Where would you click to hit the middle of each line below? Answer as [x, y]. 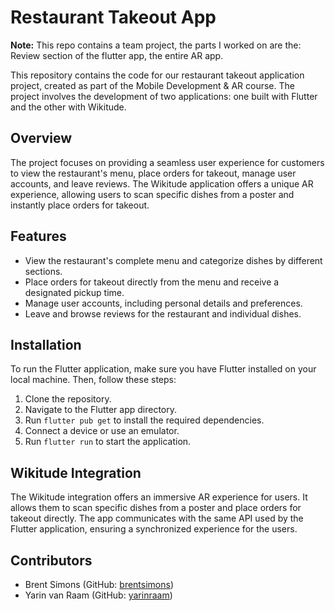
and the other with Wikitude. [68, 107]
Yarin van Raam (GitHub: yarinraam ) [98, 595]
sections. [43, 271]
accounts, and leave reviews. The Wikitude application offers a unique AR [162, 183]
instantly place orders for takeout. [80, 205]
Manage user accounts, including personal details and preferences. [163, 303]
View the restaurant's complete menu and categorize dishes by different [173, 260]
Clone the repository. [68, 399]
